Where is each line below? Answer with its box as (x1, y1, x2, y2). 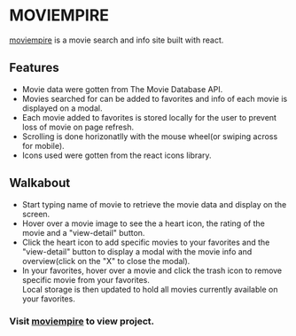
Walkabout (9, 176, 71, 191)
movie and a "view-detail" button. (21, 227, 145, 238)
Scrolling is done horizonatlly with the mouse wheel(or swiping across (21, 130, 278, 142)
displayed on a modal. (21, 103, 103, 113)
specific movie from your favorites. (21, 274, 151, 285)
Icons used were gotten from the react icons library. (21, 150, 212, 160)
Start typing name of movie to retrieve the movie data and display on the (21, 199, 287, 209)
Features (9, 60, 59, 75)
